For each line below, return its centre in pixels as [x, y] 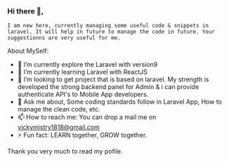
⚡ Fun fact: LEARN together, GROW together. [82, 135]
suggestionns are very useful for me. [64, 38]
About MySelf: [28, 51]
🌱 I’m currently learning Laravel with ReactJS [82, 72]
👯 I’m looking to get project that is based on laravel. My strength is [113, 79]
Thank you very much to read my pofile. [65, 151]
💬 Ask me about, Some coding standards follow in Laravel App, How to [120, 102]
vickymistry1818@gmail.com [59, 127]
